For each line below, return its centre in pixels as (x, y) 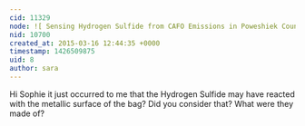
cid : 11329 (30, 18)
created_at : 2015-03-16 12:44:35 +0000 (85, 43)
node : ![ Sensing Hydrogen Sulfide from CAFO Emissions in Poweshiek (144, 26)
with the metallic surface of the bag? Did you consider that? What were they (152, 103)
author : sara (34, 69)
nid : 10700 (30, 34)
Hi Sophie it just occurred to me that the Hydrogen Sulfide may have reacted (152, 94)
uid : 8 (22, 60)
